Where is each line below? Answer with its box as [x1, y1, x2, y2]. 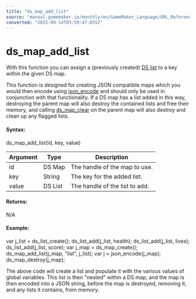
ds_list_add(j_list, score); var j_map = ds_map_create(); [6, 243, 138, 250]
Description [95, 153, 128, 161]
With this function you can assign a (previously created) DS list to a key [6, 64, 177, 71]
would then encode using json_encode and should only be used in [6, 88, 165, 95]
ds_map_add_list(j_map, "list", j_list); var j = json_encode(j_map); [6, 250, 162, 257]
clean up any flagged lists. [6, 112, 69, 120]
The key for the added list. [71, 172, 142, 180]
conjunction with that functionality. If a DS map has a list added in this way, [6, 94, 186, 101]
